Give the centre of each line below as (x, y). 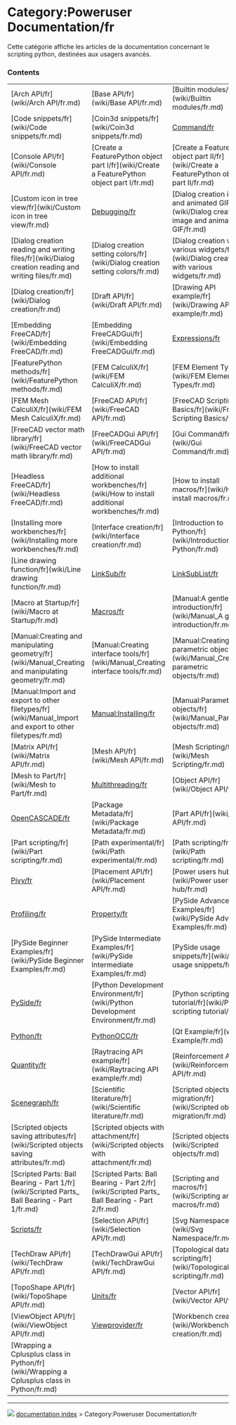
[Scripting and (196, 1178)
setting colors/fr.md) (125, 271)
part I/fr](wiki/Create (125, 165)
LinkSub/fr (109, 574)
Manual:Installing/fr (123, 714)
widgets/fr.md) (197, 276)
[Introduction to (197, 523)
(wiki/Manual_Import (45, 718)
